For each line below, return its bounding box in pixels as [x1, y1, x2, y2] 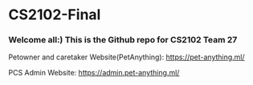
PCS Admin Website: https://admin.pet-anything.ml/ [8, 68, 180, 78]
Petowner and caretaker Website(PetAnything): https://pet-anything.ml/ [8, 52, 245, 62]
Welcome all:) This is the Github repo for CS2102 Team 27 [8, 34, 238, 46]
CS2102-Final [8, 6, 101, 24]
